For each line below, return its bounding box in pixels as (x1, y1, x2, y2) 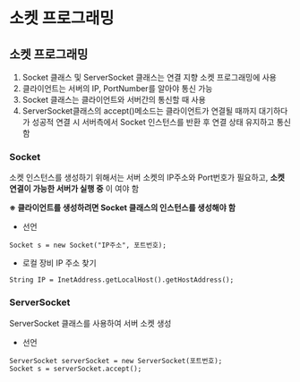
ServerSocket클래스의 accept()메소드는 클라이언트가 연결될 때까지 (21, 106, 257, 116)
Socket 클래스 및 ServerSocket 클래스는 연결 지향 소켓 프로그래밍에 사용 (21, 72, 278, 82)
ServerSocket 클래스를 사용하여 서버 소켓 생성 (9, 318, 172, 328)
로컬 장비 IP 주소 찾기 (21, 258, 97, 268)
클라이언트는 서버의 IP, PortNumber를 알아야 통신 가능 (21, 83, 213, 94)
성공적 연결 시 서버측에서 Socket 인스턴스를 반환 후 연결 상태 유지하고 (31, 117, 275, 127)
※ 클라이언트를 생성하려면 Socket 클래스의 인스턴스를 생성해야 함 (9, 202, 236, 213)
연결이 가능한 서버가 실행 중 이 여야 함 (9, 183, 140, 194)
